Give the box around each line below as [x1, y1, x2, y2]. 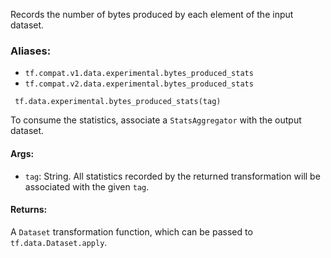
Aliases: [10, 44, 52, 58]
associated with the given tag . [24, 180, 150, 193]
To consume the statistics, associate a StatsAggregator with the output [10, 114, 302, 126]
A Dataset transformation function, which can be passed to [10, 225, 253, 238]
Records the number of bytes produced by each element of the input [10, 9, 294, 20]
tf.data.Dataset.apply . [10, 236, 108, 248]
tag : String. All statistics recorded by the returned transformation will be [24, 170, 321, 182]
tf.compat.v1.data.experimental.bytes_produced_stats [24, 69, 254, 79]
